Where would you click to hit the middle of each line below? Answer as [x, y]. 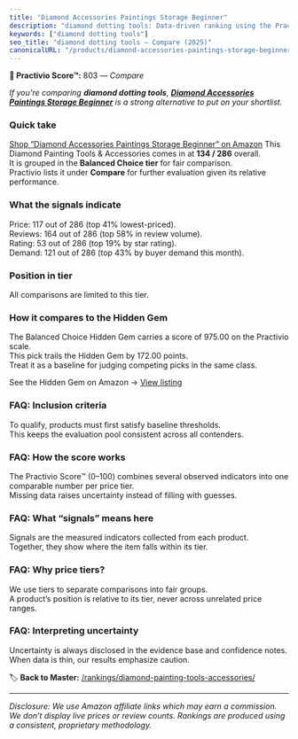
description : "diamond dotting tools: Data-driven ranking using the [141, 26]
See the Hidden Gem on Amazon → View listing [96, 383]
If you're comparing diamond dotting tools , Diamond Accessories [132, 93]
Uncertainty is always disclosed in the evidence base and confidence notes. [149, 650]
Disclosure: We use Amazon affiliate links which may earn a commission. [143, 706]
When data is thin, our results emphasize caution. [100, 659]
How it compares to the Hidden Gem [89, 317]
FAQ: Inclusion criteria [58, 406]
